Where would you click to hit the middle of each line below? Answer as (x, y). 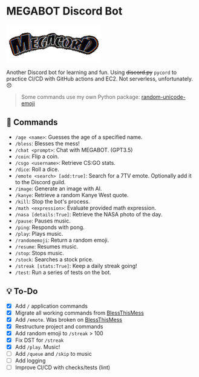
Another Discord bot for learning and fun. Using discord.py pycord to (92, 72)
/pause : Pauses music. (43, 221)
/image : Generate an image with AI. (58, 189)
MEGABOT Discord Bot (64, 11)
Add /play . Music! (38, 347)
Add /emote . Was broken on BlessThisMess (69, 319)
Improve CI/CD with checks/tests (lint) (63, 367)
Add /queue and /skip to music (53, 354)
